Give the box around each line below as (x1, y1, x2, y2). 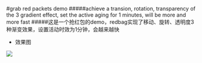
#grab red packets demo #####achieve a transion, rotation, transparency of (6, 5, 196, 12)
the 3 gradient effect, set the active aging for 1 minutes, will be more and (6, 11, 186, 18)
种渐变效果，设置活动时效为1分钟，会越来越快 (6, 26, 119, 33)
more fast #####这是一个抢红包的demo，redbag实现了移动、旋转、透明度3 (6, 18, 194, 26)
